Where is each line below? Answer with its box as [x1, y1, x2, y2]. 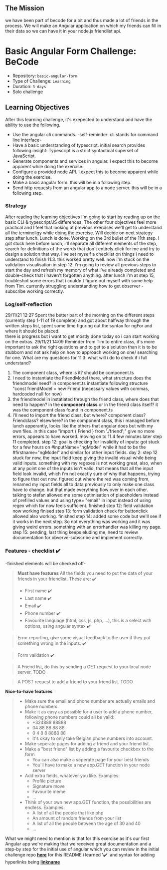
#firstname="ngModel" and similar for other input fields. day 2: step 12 [12, 450, 158, 456]
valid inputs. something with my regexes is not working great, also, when [12, 460, 162, 466]
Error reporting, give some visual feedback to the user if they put [17, 635, 151, 641]
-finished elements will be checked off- [5, 561, 86, 567]
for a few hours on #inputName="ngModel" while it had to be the [12, 444, 146, 450]
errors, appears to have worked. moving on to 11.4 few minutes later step [12, 433, 162, 440]
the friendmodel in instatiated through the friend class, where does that [12, 396, 159, 402]
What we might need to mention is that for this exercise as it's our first [5, 835, 150, 841]
